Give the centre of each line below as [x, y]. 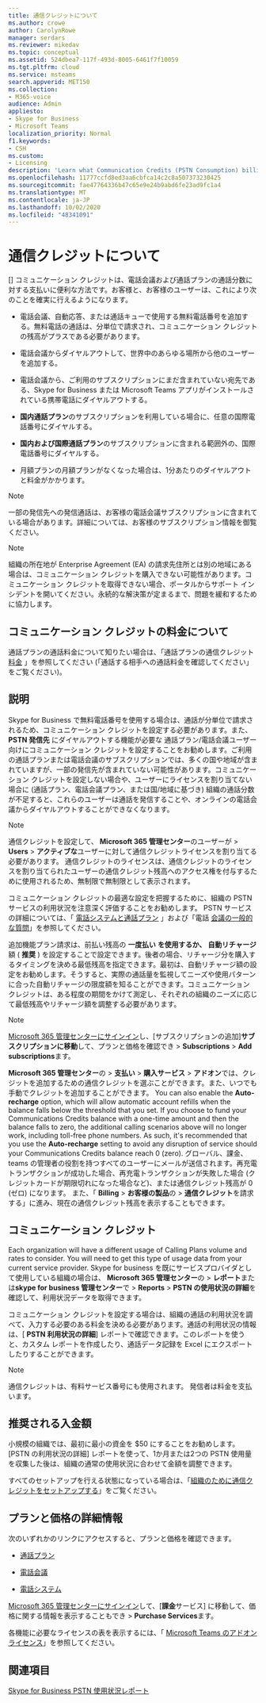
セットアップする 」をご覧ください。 [101, 1490]
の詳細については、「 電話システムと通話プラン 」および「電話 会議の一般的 [131, 918]
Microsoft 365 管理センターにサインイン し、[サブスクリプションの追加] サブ [132, 1036]
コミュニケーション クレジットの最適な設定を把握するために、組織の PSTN [130, 898]
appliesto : [26, 112]
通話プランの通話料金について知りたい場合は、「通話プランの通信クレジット [131, 652]
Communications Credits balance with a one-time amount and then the [123, 1118]
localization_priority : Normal [60, 133]
